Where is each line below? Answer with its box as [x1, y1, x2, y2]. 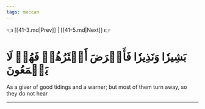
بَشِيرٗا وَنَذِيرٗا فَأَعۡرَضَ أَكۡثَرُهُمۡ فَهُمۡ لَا [6, 50, 187, 64]
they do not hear [6, 89, 48, 97]
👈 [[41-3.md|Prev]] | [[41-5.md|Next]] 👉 [6, 26, 111, 34]
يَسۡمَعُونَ [6, 62, 49, 77]
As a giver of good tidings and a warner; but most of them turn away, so [6, 83, 187, 91]
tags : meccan [6, 9, 40, 15]
